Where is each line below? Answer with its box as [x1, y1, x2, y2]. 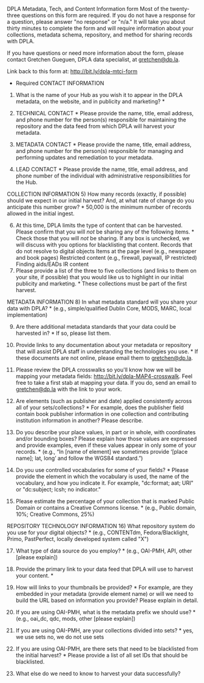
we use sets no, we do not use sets [15, 634, 104, 640]
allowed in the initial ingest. [7, 210, 75, 217]
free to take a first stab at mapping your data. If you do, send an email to [15, 379, 197, 386]
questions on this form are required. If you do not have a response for [21, 12, 196, 19]
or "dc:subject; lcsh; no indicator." [15, 486, 101, 493]
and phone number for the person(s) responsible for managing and [15, 148, 184, 154]
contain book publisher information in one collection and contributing [15, 410, 189, 417]
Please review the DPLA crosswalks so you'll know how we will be [15, 366, 182, 373]
